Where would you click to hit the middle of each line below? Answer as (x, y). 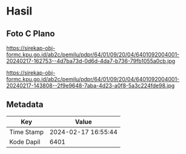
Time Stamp (27, 132)
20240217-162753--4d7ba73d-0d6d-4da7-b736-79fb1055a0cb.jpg (91, 61)
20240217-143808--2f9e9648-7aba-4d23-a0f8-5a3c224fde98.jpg (91, 85)
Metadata (25, 105)
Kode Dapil (25, 142)
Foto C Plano (31, 34)
